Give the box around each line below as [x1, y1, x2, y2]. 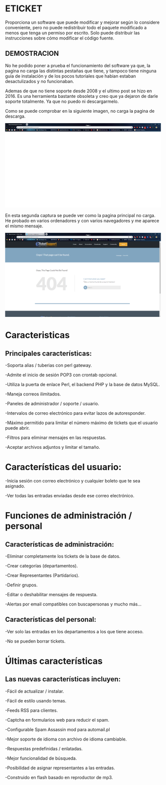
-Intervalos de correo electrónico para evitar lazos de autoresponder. [5, 410, 146, 416]
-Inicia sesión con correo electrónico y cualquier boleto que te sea [5, 478, 141, 484]
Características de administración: [5, 540, 115, 549]
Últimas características [5, 655, 103, 667]
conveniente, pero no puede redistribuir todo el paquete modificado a [5, 24, 147, 30]
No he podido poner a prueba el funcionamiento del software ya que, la [5, 62, 151, 68]
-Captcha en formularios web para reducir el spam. [5, 717, 110, 723]
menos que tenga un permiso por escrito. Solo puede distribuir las [5, 30, 140, 36]
